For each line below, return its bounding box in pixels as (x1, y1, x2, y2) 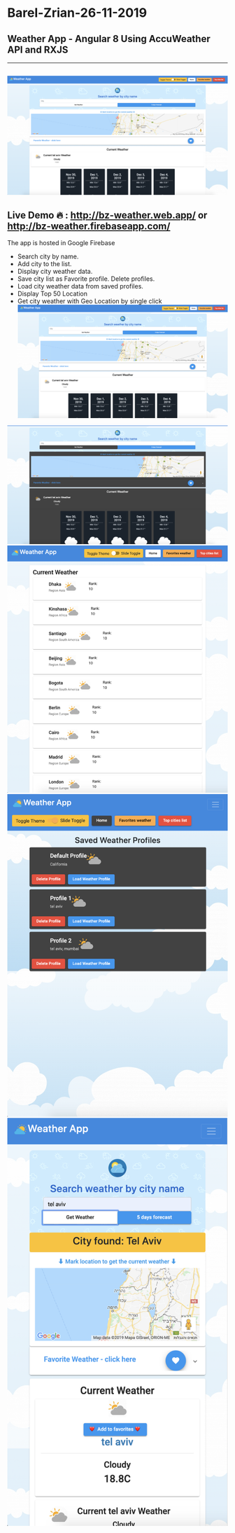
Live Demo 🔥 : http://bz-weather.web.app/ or (7, 209, 208, 221)
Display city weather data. (17, 268, 93, 276)
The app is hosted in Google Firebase (7, 239, 115, 247)
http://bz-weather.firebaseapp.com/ (7, 220, 171, 232)
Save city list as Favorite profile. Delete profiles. (17, 275, 155, 283)
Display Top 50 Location (17, 289, 87, 298)
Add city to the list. (17, 260, 72, 268)
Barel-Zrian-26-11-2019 (7, 5, 148, 21)
